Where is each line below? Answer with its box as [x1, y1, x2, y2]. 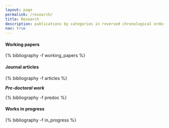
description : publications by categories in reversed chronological [5, 21, 152, 26]
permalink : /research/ [5, 12, 53, 17]
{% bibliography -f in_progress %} [5, 117, 76, 123]
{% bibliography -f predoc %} [5, 94, 67, 100]
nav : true [5, 26, 26, 31]
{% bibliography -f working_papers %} [5, 52, 86, 58]
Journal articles [5, 63, 39, 70]
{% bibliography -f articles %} [5, 75, 68, 81]
